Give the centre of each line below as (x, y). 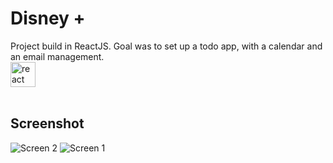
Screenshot (47, 123)
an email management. (57, 56)
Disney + (48, 18)
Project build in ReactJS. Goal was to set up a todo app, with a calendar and (166, 46)
